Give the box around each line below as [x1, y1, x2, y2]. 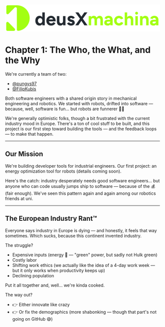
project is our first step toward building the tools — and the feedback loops [5, 126, 157, 132]
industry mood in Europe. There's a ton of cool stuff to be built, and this [5, 120, 150, 127]
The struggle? [5, 242, 33, 248]
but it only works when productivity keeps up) [12, 268, 106, 273]
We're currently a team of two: [5, 71, 67, 77]
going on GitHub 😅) [12, 316, 53, 322]
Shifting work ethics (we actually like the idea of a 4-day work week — [12, 262, 155, 268]
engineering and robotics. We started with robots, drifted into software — [5, 101, 153, 107]
